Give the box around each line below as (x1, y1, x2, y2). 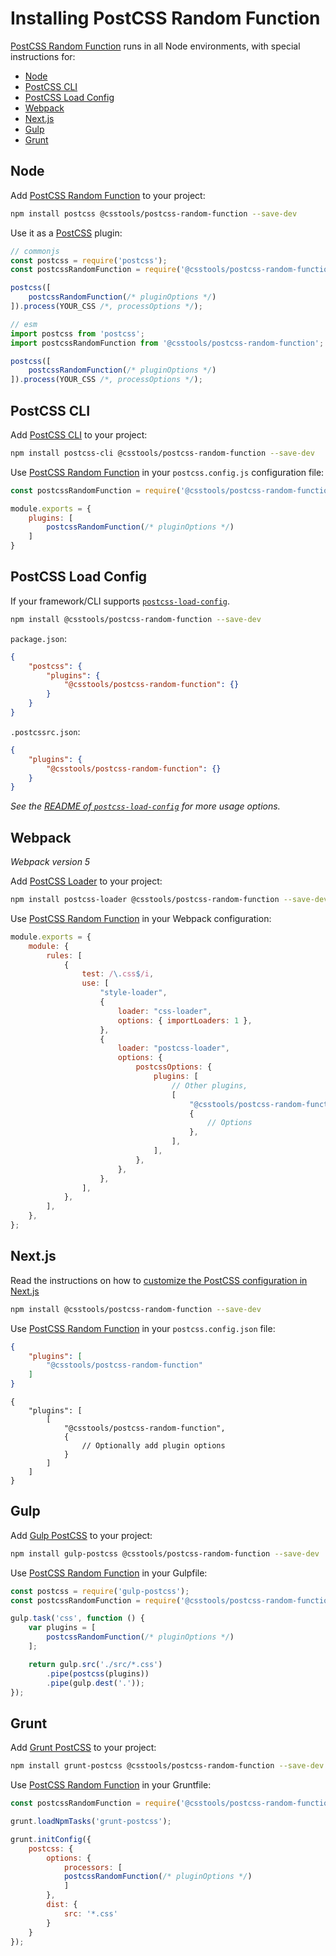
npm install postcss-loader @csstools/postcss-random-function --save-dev (10, 895, 329, 905)
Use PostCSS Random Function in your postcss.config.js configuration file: (10, 466, 325, 478)
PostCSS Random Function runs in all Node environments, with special (10, 40, 301, 52)
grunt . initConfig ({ (10, 1834, 92, 1844)
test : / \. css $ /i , (81, 969, 155, 979)
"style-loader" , (99, 988, 168, 998)
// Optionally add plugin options (81, 1441, 226, 1451)
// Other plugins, (171, 1080, 248, 1091)
